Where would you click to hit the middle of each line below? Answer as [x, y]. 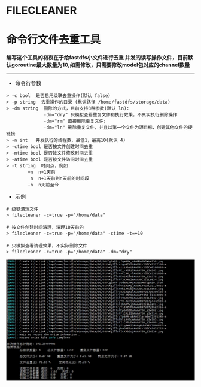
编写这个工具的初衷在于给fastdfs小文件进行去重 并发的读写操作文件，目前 [97, 58]
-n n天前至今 [43, 185]
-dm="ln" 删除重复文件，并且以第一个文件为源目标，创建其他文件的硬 [118, 128]
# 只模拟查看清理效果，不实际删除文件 [47, 246]
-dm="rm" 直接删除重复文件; [75, 121]
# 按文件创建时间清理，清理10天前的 [45, 228]
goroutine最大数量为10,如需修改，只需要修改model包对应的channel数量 [100, 65]
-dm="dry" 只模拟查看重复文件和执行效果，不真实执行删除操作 [111, 115]
